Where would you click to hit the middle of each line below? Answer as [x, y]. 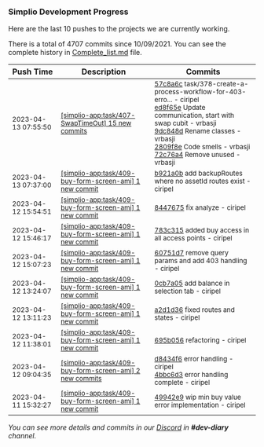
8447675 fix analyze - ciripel [200, 208]
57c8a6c [169, 84]
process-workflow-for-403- [200, 92]
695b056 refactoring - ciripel [200, 341]
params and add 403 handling [201, 261]
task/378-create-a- [216, 84]
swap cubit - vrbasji [185, 123]
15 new [120, 123]
